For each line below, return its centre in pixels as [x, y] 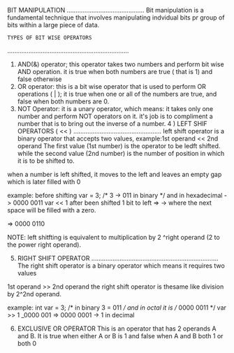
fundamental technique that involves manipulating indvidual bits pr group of [116, 17]
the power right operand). [44, 245]
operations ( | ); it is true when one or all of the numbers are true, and [117, 94]
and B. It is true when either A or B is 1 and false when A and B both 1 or [120, 336]
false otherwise [39, 79]
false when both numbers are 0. [63, 101]
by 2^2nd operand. [34, 294]
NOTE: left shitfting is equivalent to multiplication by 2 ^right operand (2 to [114, 237]
